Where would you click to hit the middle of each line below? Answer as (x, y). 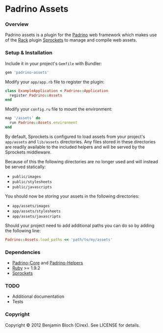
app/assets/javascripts (36, 216)
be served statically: (25, 167)
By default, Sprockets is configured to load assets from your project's (75, 136)
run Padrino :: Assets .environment (44, 123)
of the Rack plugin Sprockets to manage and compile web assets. (71, 40)
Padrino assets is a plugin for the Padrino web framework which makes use (81, 35)
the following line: (23, 230)
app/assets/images (31, 206)
